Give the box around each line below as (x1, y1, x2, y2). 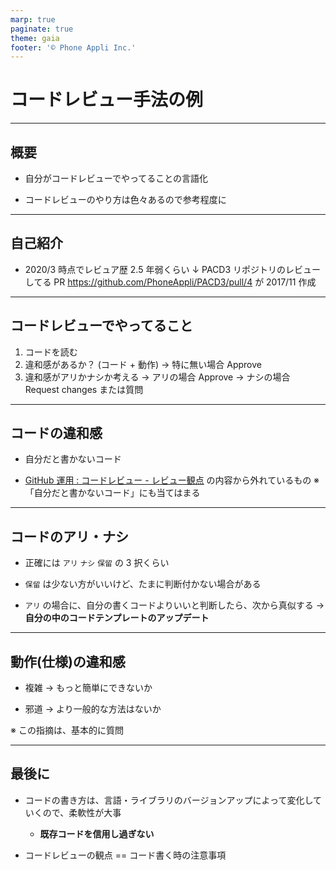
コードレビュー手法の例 (10, 89, 204, 111)
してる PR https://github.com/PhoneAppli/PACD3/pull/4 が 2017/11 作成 (24, 276, 317, 288)
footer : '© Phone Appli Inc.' (10, 42, 137, 53)
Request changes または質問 (24, 383, 144, 395)
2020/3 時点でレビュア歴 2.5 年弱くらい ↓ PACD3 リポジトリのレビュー (24, 263, 321, 275)
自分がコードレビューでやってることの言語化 (24, 172, 209, 184)
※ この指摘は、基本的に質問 (10, 724, 124, 736)
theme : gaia (10, 33, 60, 43)
